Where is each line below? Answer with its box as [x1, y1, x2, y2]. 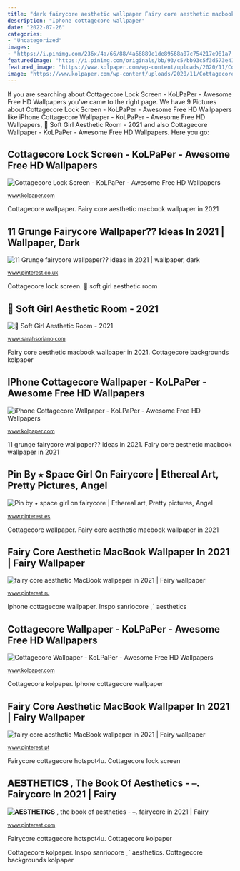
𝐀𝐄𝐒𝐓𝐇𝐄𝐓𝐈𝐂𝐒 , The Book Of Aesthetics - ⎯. [7, 777, 200, 790]
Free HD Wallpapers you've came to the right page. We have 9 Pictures [7, 97, 217, 106]
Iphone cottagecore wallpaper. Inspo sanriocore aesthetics [7, 603, 187, 611]
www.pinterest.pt [7, 744, 50, 751]
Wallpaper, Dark [7, 236, 81, 248]
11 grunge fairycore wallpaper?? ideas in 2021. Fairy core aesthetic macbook [7, 440, 232, 448]
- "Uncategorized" [7, 37, 62, 44]
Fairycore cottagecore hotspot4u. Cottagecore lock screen [7, 757, 181, 765]
